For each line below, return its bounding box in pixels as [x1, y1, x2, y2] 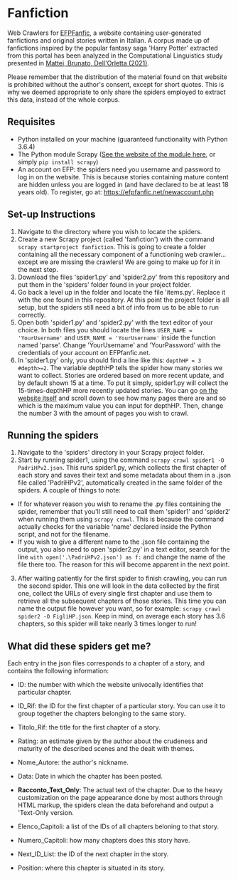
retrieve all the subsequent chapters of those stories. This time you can [17, 596, 227, 606]
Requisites [7, 116, 55, 128]
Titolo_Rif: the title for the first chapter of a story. [17, 723, 161, 732]
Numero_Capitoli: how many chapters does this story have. [17, 836, 190, 845]
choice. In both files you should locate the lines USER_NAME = [17, 325, 193, 334]
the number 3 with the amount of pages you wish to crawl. [17, 409, 189, 417]
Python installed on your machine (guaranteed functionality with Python [17, 135, 228, 143]
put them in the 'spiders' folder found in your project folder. [17, 280, 192, 289]
